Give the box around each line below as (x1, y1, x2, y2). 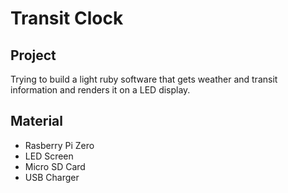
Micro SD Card (24, 160, 86, 172)
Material (10, 113, 63, 130)
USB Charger (24, 171, 80, 183)
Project (10, 47, 57, 64)
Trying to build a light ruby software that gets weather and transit (10, 73, 278, 85)
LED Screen (24, 150, 74, 162)
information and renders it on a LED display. (10, 84, 191, 96)
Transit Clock (10, 7, 124, 30)
